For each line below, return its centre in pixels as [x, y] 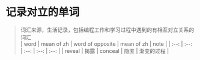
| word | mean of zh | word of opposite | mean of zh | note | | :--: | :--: [106, 44]
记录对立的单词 [43, 12]
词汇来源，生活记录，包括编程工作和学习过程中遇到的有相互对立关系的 [107, 30]
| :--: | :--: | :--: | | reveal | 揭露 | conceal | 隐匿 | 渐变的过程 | [95, 50]
